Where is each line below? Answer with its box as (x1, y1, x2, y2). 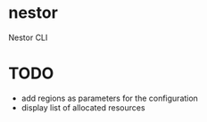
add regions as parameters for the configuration (21, 93, 198, 103)
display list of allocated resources (21, 102, 145, 113)
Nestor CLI (8, 32, 48, 43)
